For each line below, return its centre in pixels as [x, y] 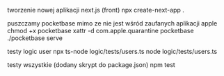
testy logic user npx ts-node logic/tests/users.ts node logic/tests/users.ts [112, 51]
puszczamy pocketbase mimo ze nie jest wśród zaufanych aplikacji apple [112, 23]
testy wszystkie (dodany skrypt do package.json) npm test [91, 65]
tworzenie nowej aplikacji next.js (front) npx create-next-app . [96, 10]
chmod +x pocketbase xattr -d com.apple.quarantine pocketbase [101, 31]
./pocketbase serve [35, 38]
